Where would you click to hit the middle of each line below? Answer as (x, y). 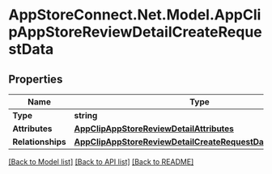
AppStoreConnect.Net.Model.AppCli (135, 15)
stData (31, 49)
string (86, 115)
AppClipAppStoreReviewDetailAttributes (154, 129)
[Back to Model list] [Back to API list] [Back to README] (101, 162)
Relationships (39, 142)
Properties (36, 79)
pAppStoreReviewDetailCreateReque (136, 32)
